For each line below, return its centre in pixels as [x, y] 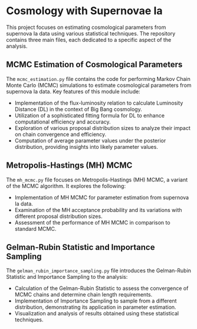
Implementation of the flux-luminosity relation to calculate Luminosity [99, 103]
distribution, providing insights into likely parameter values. [86, 146]
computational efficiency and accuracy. [63, 122]
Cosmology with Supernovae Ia [85, 11]
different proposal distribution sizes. [58, 216]
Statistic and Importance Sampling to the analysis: [67, 277]
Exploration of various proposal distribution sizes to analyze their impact [102, 128]
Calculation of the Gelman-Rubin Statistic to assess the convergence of [101, 288]
